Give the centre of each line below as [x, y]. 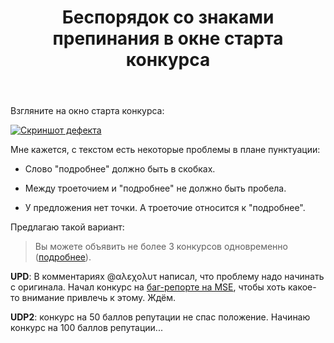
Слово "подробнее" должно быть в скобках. [120, 169]
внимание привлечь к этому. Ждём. [99, 298]
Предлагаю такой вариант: [67, 227]
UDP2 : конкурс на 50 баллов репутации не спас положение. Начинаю [160, 317]
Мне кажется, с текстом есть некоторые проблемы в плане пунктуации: [165, 150]
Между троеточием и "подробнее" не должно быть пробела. [155, 188]
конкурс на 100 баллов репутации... [86, 328]
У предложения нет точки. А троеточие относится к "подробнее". [165, 208]
